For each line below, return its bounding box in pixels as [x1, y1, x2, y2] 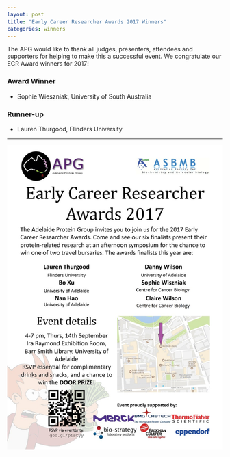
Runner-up [7, 109, 44, 119]
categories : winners [7, 25, 66, 32]
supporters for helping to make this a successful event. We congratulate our [7, 52, 222, 61]
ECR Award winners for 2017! [7, 60, 89, 68]
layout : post [7, 11, 44, 18]
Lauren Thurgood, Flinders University [16, 125, 123, 133]
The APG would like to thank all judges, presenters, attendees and [7, 45, 193, 53]
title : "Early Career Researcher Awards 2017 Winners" [7, 18, 167, 25]
